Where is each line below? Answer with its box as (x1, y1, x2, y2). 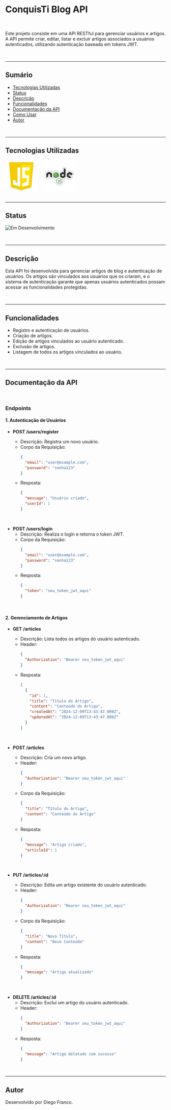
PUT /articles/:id (12, 872, 49, 878)
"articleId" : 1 (24, 848, 58, 853)
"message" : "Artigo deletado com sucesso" (24, 1051, 117, 1056)
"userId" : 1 (24, 501, 50, 506)
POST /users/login (12, 525, 53, 532)
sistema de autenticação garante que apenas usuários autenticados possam (5, 279, 165, 285)
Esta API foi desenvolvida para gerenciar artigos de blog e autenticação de (5, 268, 162, 274)
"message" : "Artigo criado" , (24, 842, 87, 847)
